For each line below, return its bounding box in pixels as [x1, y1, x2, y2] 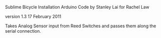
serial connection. [5, 28, 41, 34]
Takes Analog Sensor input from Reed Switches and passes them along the [5, 23, 156, 29]
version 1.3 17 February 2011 [5, 14, 61, 19]
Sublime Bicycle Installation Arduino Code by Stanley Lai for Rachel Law [5, 4, 150, 10]
